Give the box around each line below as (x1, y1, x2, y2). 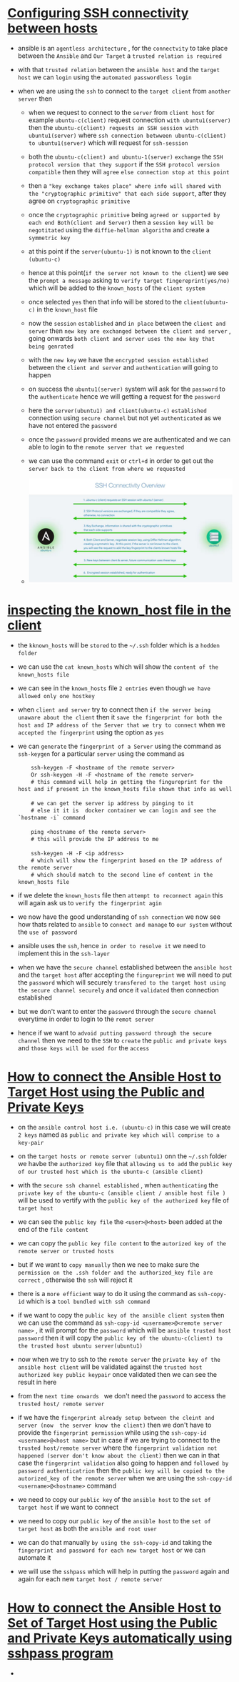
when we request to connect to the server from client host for (28, 108, 215, 116)
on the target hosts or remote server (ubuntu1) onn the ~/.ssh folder (17, 1152, 227, 1160)
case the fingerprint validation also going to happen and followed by (17, 1459, 229, 1468)
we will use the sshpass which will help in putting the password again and (17, 1567, 230, 1576)
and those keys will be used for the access (17, 1044, 150, 1053)
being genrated (28, 343, 73, 350)
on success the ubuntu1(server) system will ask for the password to (28, 384, 226, 393)
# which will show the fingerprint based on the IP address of (31, 857, 223, 865)
